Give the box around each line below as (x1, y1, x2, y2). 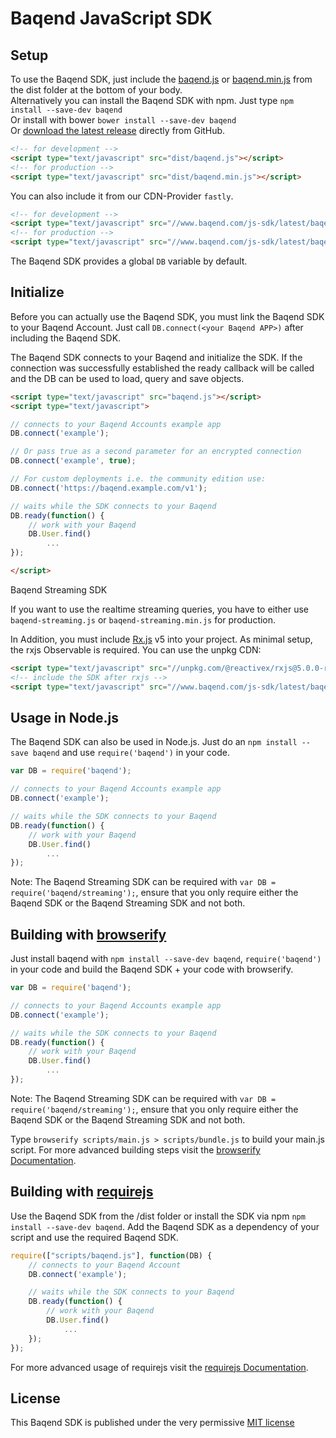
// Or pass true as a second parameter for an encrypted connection (10, 447, 302, 457)
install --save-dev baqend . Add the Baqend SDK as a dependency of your (10, 1220, 320, 1232)
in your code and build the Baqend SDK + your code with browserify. (10, 963, 294, 976)
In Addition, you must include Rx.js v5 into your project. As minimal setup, (10, 633, 313, 645)
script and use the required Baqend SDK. (10, 1231, 179, 1243)
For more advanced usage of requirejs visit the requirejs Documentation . (10, 1361, 309, 1373)
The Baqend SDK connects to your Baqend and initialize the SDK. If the (10, 351, 303, 363)
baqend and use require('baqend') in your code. (32, 747, 230, 759)
